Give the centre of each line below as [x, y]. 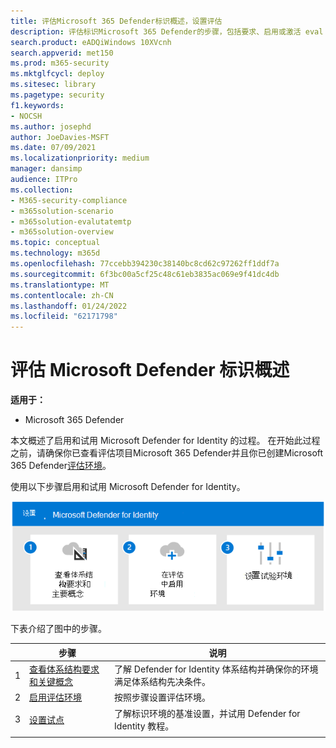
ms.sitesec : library [53, 85]
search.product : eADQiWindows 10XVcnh [91, 42]
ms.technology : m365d [55, 253]
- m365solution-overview [62, 232]
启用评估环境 [56, 697]
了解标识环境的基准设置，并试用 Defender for [207, 713]
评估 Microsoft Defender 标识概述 [150, 370]
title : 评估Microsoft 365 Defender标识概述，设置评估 [116, 21]
